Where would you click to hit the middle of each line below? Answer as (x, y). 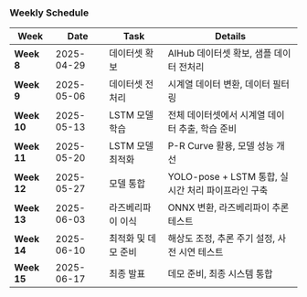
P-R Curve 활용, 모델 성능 (221, 146)
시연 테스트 (201, 252)
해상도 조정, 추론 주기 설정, (222, 239)
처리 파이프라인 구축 (228, 191)
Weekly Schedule (49, 13)
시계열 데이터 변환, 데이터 (219, 84)
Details (230, 37)
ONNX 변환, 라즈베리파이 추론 (228, 207)
